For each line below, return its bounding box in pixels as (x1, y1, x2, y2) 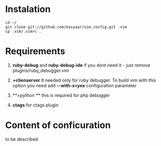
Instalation (5, 4, 51, 15)
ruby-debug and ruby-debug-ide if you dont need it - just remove (12, 62, 150, 68)
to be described (5, 136, 38, 142)
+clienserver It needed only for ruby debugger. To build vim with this (12, 77, 156, 83)
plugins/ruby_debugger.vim (12, 67, 69, 73)
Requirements (5, 46, 65, 57)
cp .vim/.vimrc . (5, 29, 42, 34)
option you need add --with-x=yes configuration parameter (12, 82, 137, 88)
